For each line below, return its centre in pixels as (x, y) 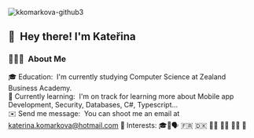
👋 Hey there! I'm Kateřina (72, 36)
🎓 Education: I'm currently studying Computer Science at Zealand (117, 76)
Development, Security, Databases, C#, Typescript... (93, 104)
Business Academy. (40, 88)
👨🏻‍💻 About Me (37, 59)
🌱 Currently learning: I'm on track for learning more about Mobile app (121, 96)
